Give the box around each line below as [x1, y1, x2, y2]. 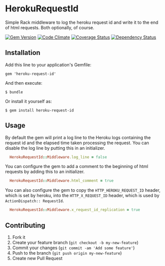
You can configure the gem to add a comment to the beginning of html [5, 163, 148, 169]
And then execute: [5, 80, 42, 86]
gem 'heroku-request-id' [5, 71, 56, 76]
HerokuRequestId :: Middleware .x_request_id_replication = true [9, 208, 140, 213]
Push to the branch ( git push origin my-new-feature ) [12, 250, 122, 256]
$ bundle [5, 90, 23, 95]
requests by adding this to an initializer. [5, 169, 85, 175]
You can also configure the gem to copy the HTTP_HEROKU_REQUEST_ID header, [5, 187, 161, 193]
